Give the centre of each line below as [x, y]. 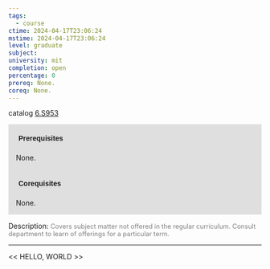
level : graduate [35, 46]
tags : [17, 16]
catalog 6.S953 [33, 113]
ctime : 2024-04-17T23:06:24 [55, 31]
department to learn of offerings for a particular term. [89, 234]
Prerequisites [41, 139]
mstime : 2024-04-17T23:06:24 [57, 38]
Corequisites [40, 184]
